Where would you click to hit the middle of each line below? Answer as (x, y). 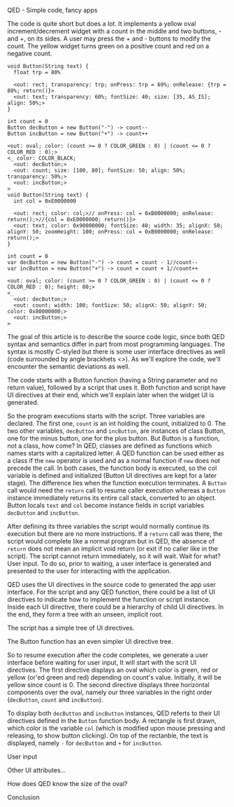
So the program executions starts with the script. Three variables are (106, 416)
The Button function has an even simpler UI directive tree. (90, 641)
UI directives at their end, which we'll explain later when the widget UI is (111, 395)
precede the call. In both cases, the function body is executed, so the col (112, 468)
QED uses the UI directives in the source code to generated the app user (112, 585)
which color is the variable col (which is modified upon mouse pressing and (116, 728)
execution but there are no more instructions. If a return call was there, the (115, 534)
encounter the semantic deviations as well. (69, 366)
